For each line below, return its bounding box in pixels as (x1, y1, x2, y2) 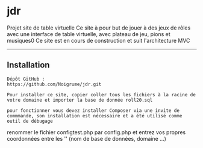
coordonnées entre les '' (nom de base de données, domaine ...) (7, 135, 166, 142)
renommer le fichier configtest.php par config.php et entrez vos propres (7, 128, 186, 136)
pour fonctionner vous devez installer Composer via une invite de (7, 107, 180, 114)
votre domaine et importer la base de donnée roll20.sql (7, 97, 153, 103)
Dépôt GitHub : (7, 76, 45, 82)
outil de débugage (7, 118, 53, 124)
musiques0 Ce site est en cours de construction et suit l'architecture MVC (7, 37, 190, 44)
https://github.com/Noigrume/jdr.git (7, 81, 102, 87)
